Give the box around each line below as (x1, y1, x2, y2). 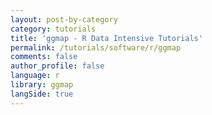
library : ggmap (10, 80, 74, 90)
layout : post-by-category (10, 14, 118, 25)
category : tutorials (10, 24, 97, 34)
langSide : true (10, 89, 74, 99)
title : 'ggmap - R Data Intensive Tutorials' (10, 33, 203, 43)
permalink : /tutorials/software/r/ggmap (10, 42, 182, 53)
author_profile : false (10, 61, 105, 71)
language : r (10, 71, 60, 81)
